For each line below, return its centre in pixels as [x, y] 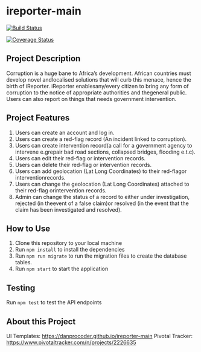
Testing [21, 288]
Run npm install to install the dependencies [70, 250]
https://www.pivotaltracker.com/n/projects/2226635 [72, 342]
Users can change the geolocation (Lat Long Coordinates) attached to [102, 184]
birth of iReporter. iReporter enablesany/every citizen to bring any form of [97, 86]
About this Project [41, 321]
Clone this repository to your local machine [69, 243]
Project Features [38, 118]
